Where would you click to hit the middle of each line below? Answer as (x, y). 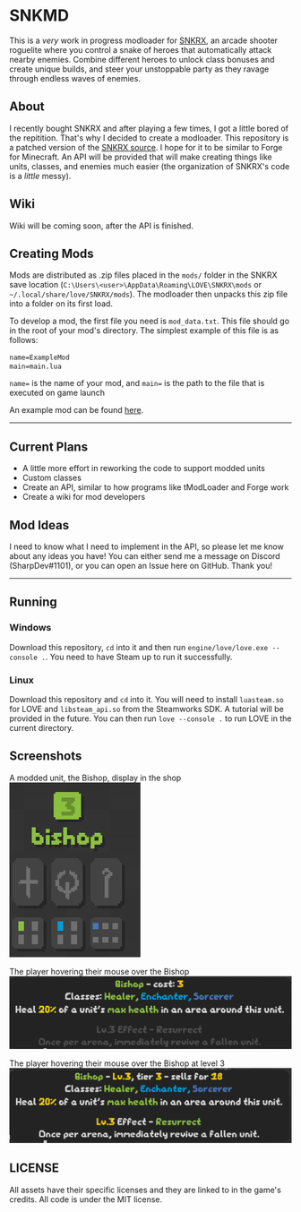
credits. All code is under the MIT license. (86, 1199)
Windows (30, 628)
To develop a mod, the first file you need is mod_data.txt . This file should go (149, 321)
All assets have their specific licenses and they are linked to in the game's (146, 1190)
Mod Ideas (39, 525)
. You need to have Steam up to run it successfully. (139, 657)
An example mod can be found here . (77, 410)
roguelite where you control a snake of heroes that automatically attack (141, 49)
